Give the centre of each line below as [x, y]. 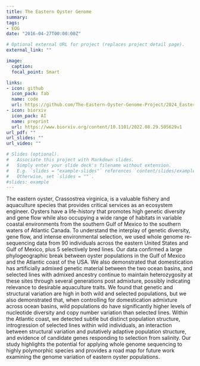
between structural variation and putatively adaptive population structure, [96, 331]
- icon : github [25, 88]
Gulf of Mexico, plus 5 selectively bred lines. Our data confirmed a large [94, 249]
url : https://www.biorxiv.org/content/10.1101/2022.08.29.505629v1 [97, 127]
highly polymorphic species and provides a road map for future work [90, 351]
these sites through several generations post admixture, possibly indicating [98, 281]
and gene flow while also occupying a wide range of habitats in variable [94, 218]
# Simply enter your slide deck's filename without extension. [89, 165]
